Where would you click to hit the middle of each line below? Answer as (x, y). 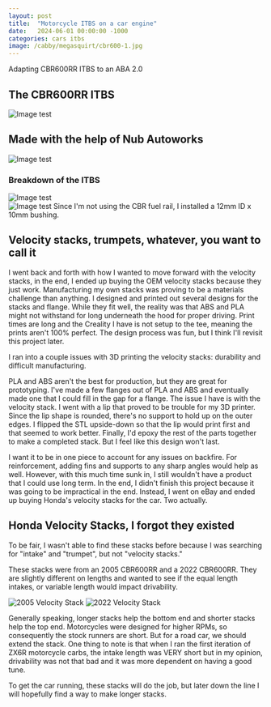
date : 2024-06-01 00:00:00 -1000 (68, 31)
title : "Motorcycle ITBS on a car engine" (83, 23)
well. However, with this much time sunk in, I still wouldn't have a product (130, 474)
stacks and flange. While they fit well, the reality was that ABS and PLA (127, 307)
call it (22, 253)
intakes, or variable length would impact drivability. (93, 586)
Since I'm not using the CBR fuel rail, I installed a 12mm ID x (152, 207)
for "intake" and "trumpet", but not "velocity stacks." (96, 554)
